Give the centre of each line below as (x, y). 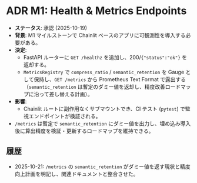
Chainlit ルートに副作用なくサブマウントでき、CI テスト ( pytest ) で (104, 109)
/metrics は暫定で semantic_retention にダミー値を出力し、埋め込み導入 (103, 123)
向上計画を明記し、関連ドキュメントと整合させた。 (76, 174)
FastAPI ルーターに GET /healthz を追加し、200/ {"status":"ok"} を (105, 57)
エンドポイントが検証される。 (65, 116)
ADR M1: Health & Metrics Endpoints (96, 11)
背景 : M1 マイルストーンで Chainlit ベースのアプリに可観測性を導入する (100, 35)
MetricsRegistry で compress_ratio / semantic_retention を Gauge (104, 72)
